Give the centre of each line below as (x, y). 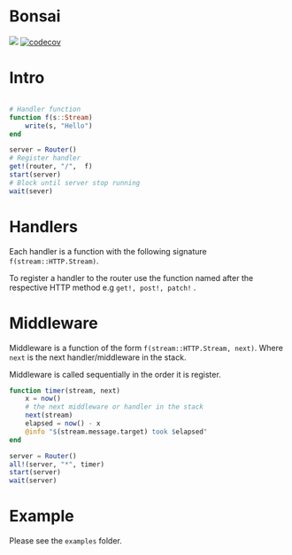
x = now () (43, 399)
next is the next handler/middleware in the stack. (98, 357)
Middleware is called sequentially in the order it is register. (115, 374)
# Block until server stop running (75, 183)
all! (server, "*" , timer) (57, 464)
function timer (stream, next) (65, 391)
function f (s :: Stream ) (51, 117)
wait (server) (33, 481)
